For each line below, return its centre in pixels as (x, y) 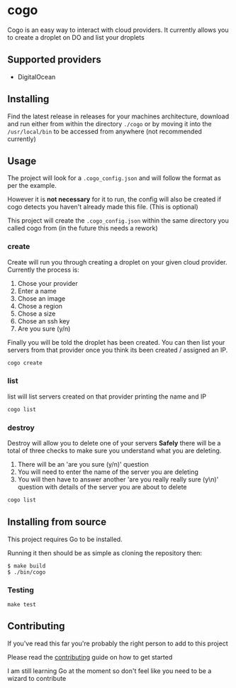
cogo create (25, 363)
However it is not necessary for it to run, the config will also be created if (114, 199)
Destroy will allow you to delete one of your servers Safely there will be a (114, 443)
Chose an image (41, 298)
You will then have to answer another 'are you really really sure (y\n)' (118, 479)
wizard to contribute (37, 678)
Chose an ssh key (44, 321)
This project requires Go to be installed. (65, 539)
